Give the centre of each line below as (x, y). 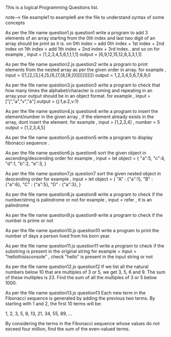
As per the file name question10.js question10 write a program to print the (82, 230)
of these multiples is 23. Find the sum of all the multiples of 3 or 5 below (81, 277)
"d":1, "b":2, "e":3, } (26, 164)
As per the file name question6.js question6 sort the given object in (76, 153)
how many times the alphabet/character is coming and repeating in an (79, 91)
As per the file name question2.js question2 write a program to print (77, 64)
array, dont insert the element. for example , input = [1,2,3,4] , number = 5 (83, 122)
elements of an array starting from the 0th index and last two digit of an (80, 38)
